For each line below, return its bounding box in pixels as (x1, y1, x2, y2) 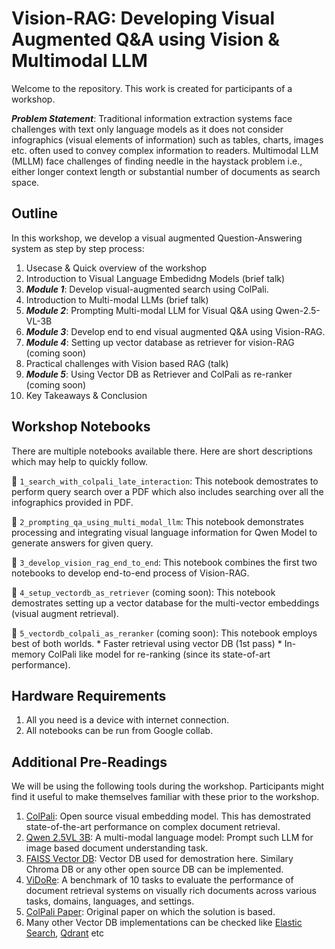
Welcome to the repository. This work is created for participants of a (11, 82, 293, 94)
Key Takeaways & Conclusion (25, 389, 148, 401)
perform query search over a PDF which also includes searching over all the (11, 485, 324, 497)
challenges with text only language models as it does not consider (11, 123, 284, 135)
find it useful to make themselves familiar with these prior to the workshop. (11, 791, 320, 803)
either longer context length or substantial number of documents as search (11, 165, 321, 177)
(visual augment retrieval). (11, 607, 119, 619)
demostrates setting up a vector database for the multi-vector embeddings (11, 597, 320, 609)
